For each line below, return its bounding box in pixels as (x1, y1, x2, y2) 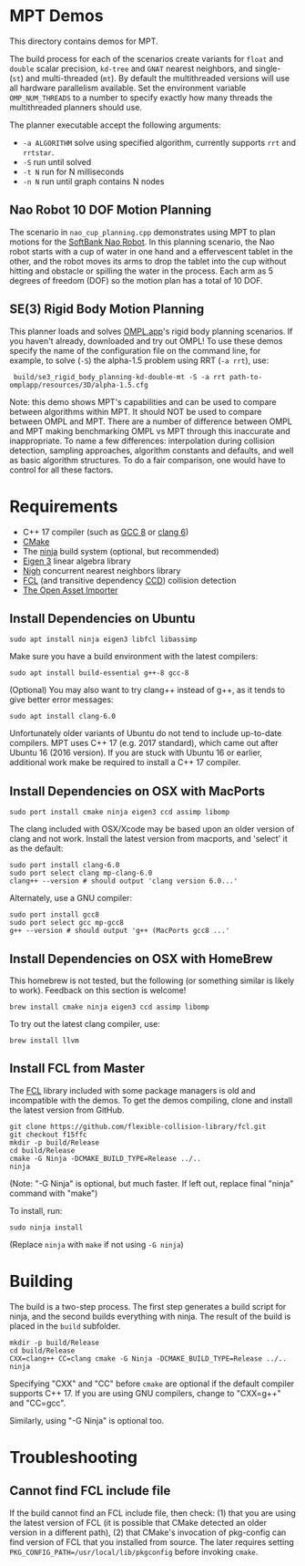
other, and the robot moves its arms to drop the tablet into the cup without (9, 255, 287, 266)
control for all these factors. (9, 464, 114, 475)
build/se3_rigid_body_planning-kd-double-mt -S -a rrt (13, 372, 226, 381)
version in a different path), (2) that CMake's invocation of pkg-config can (9, 1527, 287, 1538)
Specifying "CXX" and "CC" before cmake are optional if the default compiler (9, 1378, 295, 1389)
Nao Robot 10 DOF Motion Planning (9, 202, 212, 218)
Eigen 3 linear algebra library (22, 555, 132, 566)
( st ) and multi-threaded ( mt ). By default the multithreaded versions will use (9, 72, 290, 83)
